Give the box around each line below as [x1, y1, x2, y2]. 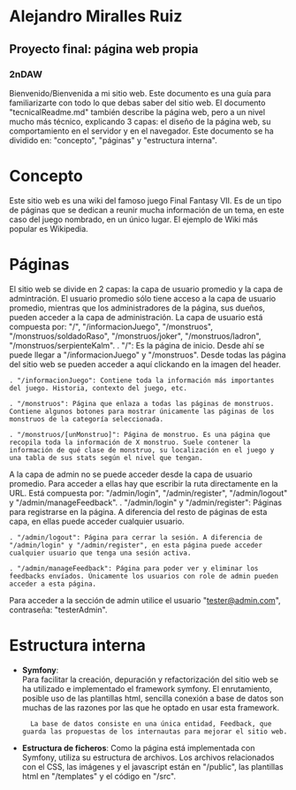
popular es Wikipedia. [9, 223, 88, 234]
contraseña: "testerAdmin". [9, 604, 108, 615]
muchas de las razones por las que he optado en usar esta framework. [21, 702, 280, 713]
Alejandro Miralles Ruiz [9, 6, 183, 27]
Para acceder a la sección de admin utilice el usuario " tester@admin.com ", [9, 594, 281, 605]
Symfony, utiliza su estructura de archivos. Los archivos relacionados [21, 752, 275, 763]
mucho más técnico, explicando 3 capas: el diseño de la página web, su [9, 116, 271, 127]
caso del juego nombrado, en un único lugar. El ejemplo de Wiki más [9, 214, 259, 225]
